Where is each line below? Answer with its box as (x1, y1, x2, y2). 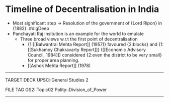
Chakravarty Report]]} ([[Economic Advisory (53, 46, 146, 52)
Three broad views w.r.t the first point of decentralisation (20, 36, 138, 42)
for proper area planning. (27, 57, 79, 63)
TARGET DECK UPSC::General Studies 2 (5, 76, 89, 83)
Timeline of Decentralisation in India (5, 3, 159, 15)
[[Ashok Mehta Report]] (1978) (27, 62, 91, 68)
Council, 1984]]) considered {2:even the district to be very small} (27, 51, 162, 58)
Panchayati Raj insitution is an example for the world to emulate (12, 30, 144, 36)
